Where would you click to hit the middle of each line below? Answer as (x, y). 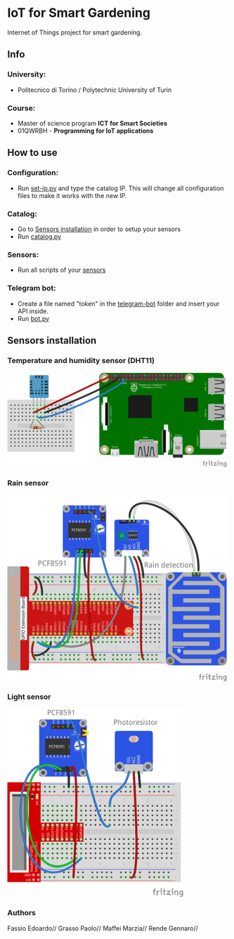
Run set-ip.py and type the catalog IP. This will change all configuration (121, 188)
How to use (32, 153)
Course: (21, 108)
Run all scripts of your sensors (61, 270)
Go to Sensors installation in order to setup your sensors (99, 229)
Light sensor (29, 697)
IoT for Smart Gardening (79, 13)
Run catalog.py (39, 236)
